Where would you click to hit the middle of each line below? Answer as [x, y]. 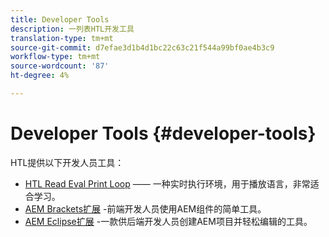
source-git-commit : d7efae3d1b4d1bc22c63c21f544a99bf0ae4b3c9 [142, 47]
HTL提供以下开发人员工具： [67, 162]
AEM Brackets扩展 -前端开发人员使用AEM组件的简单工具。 [145, 208]
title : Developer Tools [60, 19]
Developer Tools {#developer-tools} [163, 133]
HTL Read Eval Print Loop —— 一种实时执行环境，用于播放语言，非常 [167, 183]
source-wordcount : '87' [60, 66]
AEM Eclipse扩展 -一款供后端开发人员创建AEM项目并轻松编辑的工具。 [168, 221]
